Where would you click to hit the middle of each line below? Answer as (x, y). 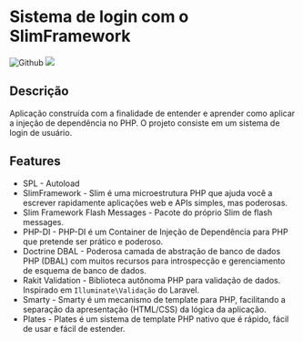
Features (35, 161)
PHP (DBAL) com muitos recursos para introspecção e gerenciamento (154, 261)
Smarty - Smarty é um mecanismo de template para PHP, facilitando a (154, 299)
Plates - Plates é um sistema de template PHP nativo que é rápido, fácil (156, 319)
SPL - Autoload (51, 183)
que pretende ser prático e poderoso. (93, 241)
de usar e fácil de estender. (74, 328)
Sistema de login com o (99, 17)
